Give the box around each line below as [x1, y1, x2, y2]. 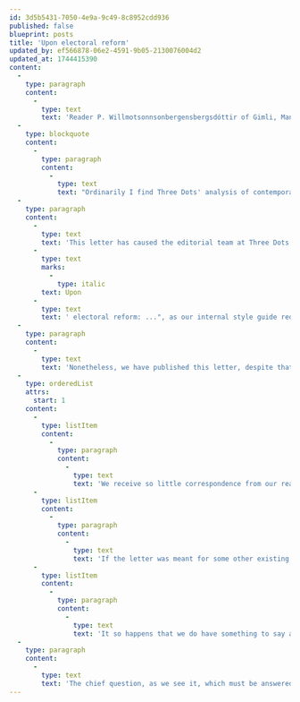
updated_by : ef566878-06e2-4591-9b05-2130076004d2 [9, 47, 202, 56]
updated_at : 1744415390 [9, 55, 98, 64]
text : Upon [41, 287, 82, 296]
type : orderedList [25, 380, 94, 389]
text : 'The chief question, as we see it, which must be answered [41, 679, 294, 688]
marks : [41, 263, 66, 272]
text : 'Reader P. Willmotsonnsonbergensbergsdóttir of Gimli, [41, 113, 278, 122]
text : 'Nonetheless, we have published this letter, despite [41, 363, 274, 372]
